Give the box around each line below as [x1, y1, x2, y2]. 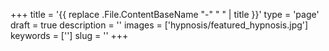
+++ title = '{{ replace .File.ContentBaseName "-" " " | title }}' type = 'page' [10, 9, 320, 20]
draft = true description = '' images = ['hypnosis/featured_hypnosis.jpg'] [10, 19, 309, 31]
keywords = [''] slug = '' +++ [10, 30, 129, 41]
